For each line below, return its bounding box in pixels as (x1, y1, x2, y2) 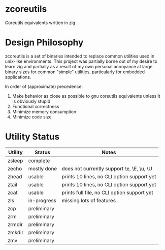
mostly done (28, 165, 57, 172)
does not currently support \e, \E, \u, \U (61, 165, 153, 172)
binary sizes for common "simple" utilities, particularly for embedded (5, 69, 145, 75)
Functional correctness (12, 103, 59, 109)
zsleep (7, 157, 23, 164)
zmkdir (7, 229, 24, 236)
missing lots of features (61, 197, 116, 204)
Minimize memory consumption (12, 109, 76, 114)
